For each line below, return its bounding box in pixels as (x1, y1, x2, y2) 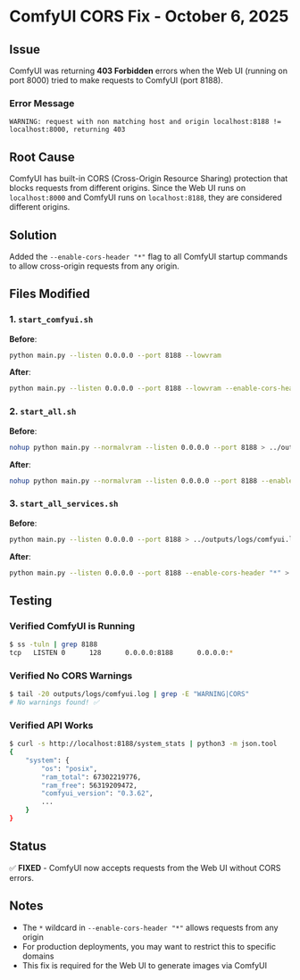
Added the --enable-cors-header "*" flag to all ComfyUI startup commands (9, 251, 288, 262)
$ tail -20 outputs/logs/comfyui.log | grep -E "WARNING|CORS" (9, 690, 250, 699)
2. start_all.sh (9, 405, 77, 418)
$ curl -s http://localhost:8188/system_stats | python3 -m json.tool (9, 739, 278, 749)
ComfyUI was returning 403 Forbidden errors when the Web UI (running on (9, 65, 288, 76)
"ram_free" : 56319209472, (41, 781, 138, 790)
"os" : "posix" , (41, 764, 98, 773)
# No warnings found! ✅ (9, 698, 100, 707)
